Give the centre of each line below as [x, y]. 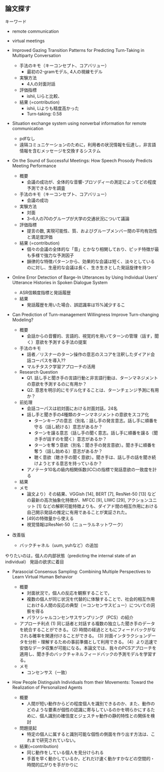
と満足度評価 [40, 237]
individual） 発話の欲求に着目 [35, 562]
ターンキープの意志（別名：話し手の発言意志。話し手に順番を [96, 420]
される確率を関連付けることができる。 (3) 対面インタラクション [83, 636]
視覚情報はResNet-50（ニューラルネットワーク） [76, 524]
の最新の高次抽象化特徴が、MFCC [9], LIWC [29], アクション [88, 500]
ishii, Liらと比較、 [44, 96]
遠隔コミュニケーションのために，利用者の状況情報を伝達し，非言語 [88, 144]
